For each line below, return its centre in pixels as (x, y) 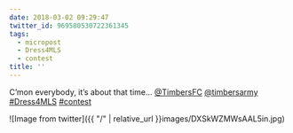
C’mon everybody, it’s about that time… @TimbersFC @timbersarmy (134, 92)
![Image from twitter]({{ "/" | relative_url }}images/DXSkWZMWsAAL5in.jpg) (147, 118)
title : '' (28, 67)
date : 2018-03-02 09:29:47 (59, 17)
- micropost (40, 42)
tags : (19, 34)
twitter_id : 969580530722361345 (69, 26)
